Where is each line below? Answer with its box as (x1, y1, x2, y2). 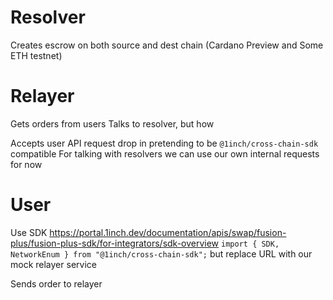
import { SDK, (221, 239, 280, 249)
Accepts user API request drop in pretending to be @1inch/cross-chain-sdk (10, 137, 319, 149)
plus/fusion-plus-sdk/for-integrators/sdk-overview (10, 237, 220, 249)
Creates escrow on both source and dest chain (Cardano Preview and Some (10, 39, 324, 51)
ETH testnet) (10, 49, 63, 61)
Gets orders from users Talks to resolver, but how (10, 117, 215, 130)
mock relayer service (10, 258, 97, 270)
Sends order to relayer (10, 277, 103, 290)
